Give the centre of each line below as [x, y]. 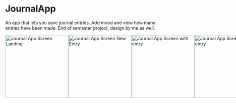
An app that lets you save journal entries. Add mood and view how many [80, 23]
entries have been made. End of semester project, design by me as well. [80, 28]
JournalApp [31, 9]
